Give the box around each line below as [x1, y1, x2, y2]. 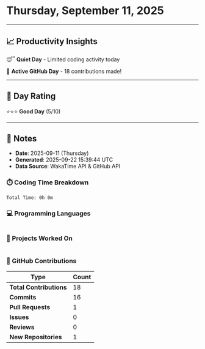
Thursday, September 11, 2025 [6, 4, 165, 18]
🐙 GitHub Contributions [6, 257, 77, 265]
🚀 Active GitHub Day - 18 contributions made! [6, 67, 122, 75]
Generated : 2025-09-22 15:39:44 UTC [15, 156, 113, 163]
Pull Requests [9, 302, 51, 311]
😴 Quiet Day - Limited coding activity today [6, 56, 120, 63]
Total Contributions [9, 283, 67, 291]
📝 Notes [6, 133, 37, 144]
